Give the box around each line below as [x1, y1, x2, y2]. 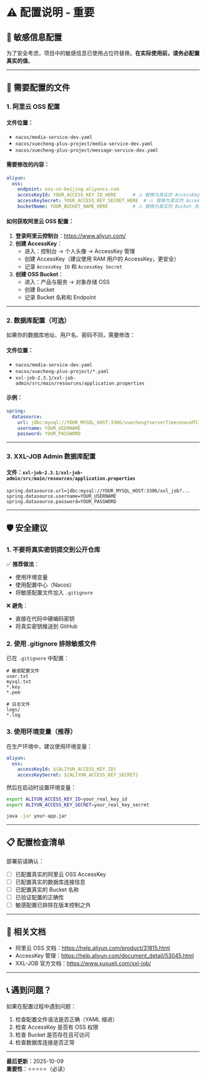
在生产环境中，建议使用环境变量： [6, 743, 93, 750]
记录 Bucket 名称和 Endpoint [24, 294, 96, 301]
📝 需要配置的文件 [6, 82, 71, 93]
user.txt [6, 673, 29, 679]
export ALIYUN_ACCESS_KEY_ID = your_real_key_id [6, 796, 128, 802]
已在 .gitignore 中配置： [6, 655, 69, 662]
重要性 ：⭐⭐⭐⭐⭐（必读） [6, 1065, 69, 1072]
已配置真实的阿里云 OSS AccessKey [15, 870, 106, 878]
